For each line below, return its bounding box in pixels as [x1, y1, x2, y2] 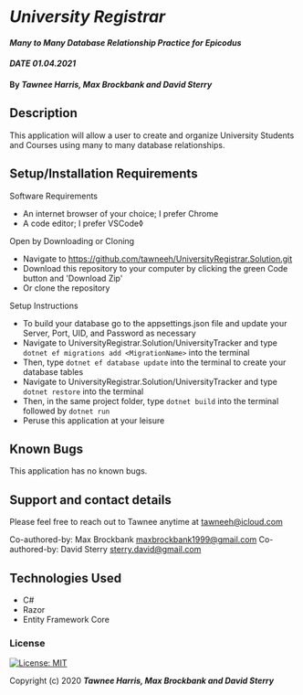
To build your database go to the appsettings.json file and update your [22, 317, 287, 328]
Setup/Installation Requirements [9, 166, 198, 182]
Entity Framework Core [22, 615, 110, 625]
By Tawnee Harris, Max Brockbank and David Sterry [9, 79, 213, 90]
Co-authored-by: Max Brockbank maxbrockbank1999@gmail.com [9, 534, 257, 545]
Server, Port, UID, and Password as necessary [22, 327, 196, 338]
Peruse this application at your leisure [22, 414, 165, 426]
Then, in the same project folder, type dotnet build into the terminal [22, 395, 279, 406]
